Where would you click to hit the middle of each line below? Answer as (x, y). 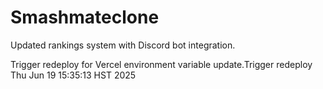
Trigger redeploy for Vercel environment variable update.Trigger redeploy (161, 64)
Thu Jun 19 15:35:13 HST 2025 (73, 75)
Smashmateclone (85, 17)
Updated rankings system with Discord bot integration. (123, 45)
